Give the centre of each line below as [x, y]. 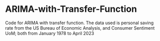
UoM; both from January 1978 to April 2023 [50, 33]
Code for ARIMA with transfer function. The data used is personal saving [80, 23]
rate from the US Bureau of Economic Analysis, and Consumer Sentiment [80, 28]
